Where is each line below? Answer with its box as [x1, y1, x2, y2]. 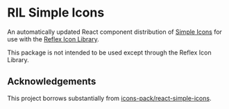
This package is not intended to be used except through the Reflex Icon [7, 48, 212, 57]
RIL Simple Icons [7, 5, 105, 21]
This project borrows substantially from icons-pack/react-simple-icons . [7, 94, 212, 102]
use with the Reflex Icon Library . [7, 34, 99, 43]
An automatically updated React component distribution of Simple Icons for [7, 28, 222, 36]
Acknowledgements [7, 76, 96, 88]
